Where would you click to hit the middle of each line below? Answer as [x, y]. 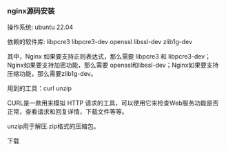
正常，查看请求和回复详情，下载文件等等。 [68, 112]
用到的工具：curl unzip [40, 88]
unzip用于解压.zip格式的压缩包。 [53, 126]
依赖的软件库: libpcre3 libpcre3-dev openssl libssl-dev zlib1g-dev [100, 42]
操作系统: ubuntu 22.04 [40, 27]
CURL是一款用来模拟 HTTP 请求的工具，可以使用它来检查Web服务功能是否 [113, 103]
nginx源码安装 [31, 10]
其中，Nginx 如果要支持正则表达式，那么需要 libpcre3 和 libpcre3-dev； [109, 57]
